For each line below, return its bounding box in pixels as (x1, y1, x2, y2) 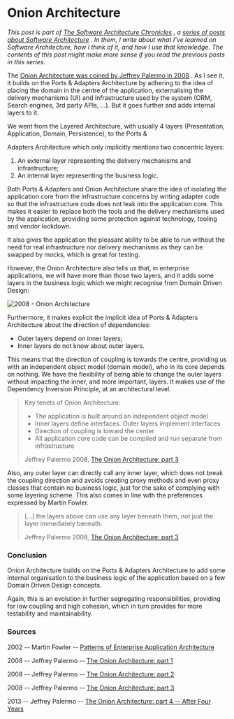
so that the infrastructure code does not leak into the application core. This (7, 199, 223, 208)
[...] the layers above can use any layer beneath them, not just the (24, 511, 214, 520)
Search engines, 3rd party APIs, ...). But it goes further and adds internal (7, 101, 216, 109)
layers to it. (7, 108, 40, 117)
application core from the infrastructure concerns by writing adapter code (7, 192, 220, 201)
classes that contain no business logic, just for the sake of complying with (7, 484, 220, 492)
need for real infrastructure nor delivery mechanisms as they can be (7, 242, 203, 251)
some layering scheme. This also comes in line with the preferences (7, 491, 203, 499)
